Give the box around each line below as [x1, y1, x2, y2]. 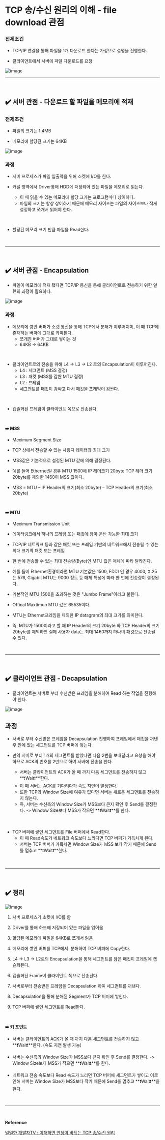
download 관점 [5, 17, 65, 28]
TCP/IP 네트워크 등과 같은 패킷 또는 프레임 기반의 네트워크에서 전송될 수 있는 [12, 541, 159, 547]
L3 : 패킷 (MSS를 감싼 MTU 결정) [19, 373, 83, 379]
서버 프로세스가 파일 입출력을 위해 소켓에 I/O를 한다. [12, 173, 111, 180]
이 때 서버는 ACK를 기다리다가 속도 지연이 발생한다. [19, 783, 118, 789]
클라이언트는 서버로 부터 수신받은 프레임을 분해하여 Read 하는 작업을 [12, 690, 143, 696]
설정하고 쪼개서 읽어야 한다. [19, 207, 72, 213]
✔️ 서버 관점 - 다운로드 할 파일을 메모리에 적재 [5, 97, 134, 106]
